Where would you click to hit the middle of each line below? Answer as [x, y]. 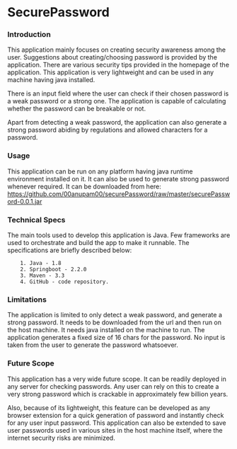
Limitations [27, 300]
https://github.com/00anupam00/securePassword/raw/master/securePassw [119, 194]
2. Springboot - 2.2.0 [53, 270]
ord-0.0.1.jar [25, 201]
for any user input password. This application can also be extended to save [117, 423]
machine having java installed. [51, 80]
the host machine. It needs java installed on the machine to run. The [106, 330]
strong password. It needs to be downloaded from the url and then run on [114, 322]
